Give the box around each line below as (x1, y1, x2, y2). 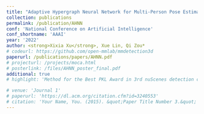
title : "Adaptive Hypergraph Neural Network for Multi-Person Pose (6, 8, 181, 15)
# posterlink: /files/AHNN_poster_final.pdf (6, 65, 121, 72)
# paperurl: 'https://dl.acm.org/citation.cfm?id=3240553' (6, 93, 159, 99)
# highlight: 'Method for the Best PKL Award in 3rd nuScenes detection (6, 76, 194, 82)
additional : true (6, 71, 50, 77)
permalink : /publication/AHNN (6, 20, 83, 26)
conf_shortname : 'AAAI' (6, 32, 67, 38)
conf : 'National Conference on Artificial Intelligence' (6, 25, 154, 32)
